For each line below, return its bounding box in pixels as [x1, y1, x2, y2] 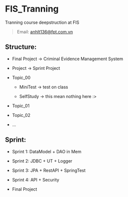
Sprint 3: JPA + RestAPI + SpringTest [12, 167, 86, 173]
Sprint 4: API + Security [12, 177, 60, 182]
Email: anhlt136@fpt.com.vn [16, 29, 73, 34]
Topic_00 [12, 74, 31, 81]
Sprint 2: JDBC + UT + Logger [12, 158, 73, 164]
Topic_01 [12, 103, 30, 109]
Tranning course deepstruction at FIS [5, 19, 80, 25]
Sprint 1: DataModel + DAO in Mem [12, 148, 81, 154]
